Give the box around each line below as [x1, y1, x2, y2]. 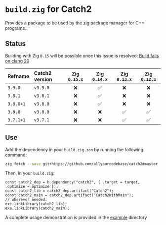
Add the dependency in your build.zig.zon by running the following [5, 146, 144, 152]
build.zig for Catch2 [5, 3, 92, 15]
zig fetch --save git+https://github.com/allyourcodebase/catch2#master [5, 161, 158, 167]
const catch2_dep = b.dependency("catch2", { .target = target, [5, 180, 140, 185]
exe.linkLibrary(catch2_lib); [5, 202, 68, 207]
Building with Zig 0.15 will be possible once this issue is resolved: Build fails [5, 53, 159, 58]
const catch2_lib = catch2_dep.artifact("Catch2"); [5, 188, 114, 194]
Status [5, 40, 26, 48]
